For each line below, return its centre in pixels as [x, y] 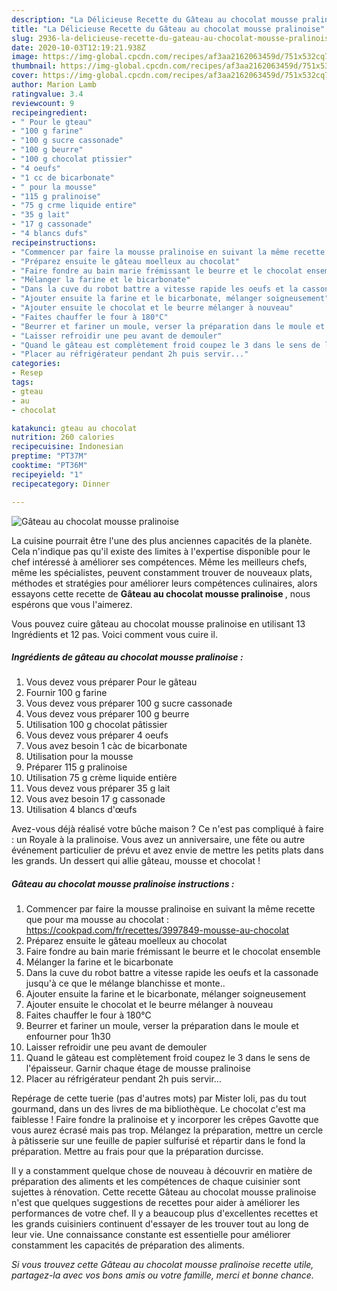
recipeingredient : [49, 112]
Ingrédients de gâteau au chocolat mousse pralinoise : [127, 657]
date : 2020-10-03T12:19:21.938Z [78, 47]
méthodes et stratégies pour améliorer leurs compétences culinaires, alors [164, 583]
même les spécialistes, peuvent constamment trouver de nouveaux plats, [162, 572]
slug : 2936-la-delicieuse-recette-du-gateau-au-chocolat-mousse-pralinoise [172, 38]
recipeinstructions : [54, 242]
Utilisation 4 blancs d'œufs [81, 810]
